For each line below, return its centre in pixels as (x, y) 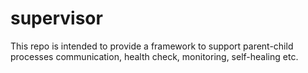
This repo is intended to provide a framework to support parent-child (152, 46)
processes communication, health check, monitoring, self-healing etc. (154, 56)
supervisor (56, 18)
